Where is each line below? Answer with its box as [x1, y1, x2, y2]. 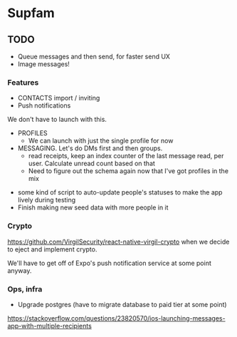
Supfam [7, 5, 55, 21]
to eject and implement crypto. [7, 244, 98, 254]
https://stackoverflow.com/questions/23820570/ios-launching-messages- [7, 313, 226, 322]
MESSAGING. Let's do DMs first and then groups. [17, 144, 163, 152]
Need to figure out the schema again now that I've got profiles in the [28, 167, 229, 175]
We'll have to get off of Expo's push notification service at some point [7, 259, 212, 267]
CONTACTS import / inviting [17, 94, 100, 103]
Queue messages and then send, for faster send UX [17, 52, 171, 61]
